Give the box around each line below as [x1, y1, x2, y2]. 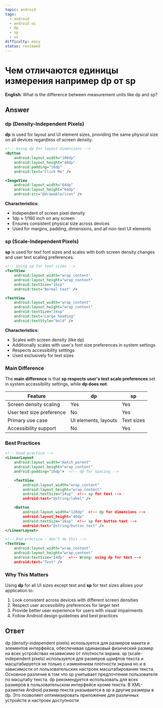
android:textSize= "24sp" [14, 309, 65, 314]
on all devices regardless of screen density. [5, 137, 93, 143]
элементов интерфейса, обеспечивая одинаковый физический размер [5, 645, 154, 651]
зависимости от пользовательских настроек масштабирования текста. [5, 666, 155, 672]
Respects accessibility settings [12, 347, 75, 353]
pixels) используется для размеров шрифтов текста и [31, 655, 143, 661]
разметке [5, 687, 25, 693]
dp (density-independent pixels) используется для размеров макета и [5, 640, 150, 646]
